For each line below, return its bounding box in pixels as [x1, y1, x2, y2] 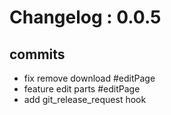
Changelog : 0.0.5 [9, 6, 162, 29]
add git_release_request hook [23, 94, 147, 105]
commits [9, 46, 66, 63]
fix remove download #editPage [23, 72, 156, 84]
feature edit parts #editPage [23, 83, 141, 95]
